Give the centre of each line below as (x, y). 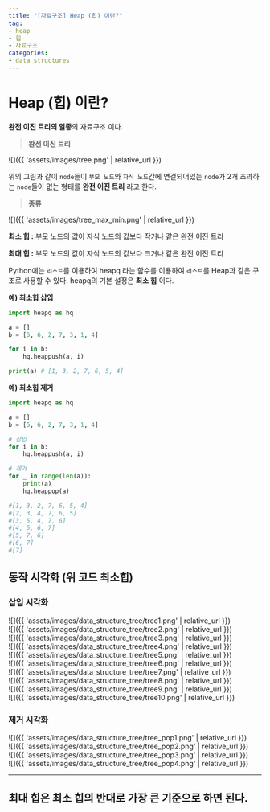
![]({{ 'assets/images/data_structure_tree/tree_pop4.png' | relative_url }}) (129, 763)
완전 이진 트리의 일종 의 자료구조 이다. (65, 126)
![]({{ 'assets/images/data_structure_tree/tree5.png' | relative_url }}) (120, 654)
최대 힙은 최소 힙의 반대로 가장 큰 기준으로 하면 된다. (128, 798)
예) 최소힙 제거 (31, 388)
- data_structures (39, 61)
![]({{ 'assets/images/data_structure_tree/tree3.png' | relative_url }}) (121, 638)
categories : (28, 53)
